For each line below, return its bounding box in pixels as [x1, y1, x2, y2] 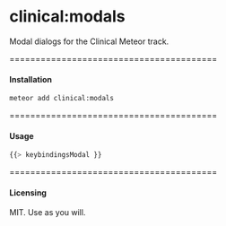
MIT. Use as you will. [9, 207, 86, 218]
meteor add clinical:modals [9, 94, 115, 103]
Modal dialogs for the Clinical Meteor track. [9, 36, 169, 47]
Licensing [9, 187, 48, 198]
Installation [9, 74, 52, 84]
